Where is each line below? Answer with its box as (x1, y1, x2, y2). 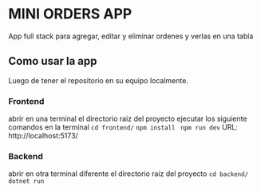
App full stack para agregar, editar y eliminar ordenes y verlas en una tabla (8, 31, 254, 41)
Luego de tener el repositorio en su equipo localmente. (8, 75, 189, 85)
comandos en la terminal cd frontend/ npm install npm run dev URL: (8, 122, 238, 132)
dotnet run (8, 178, 45, 186)
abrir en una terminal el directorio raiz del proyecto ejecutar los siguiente (8, 114, 247, 124)
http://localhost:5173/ (8, 131, 78, 141)
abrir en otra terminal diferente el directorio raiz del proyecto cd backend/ (8, 169, 249, 178)
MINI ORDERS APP (8, 5, 132, 23)
